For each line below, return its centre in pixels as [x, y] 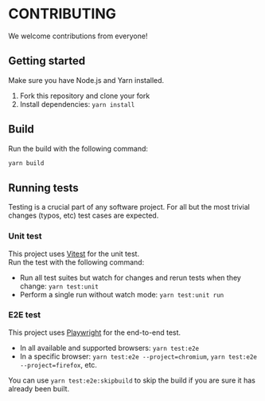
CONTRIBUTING [62, 14]
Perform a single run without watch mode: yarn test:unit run [122, 294]
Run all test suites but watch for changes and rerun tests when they [130, 277]
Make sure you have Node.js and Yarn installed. [86, 80]
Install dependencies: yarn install [77, 104]
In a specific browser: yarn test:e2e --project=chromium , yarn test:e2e [138, 356]
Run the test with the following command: [76, 262]
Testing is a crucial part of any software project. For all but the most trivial [129, 207]
